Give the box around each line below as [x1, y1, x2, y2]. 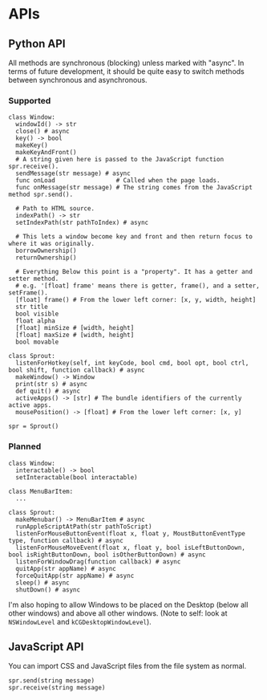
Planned [8, 441, 42, 452]
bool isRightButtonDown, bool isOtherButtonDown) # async [8, 551, 206, 559]
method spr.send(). [8, 190, 74, 199]
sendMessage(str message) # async [15, 169, 131, 177]
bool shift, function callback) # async [8, 366, 146, 374]
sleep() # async [15, 579, 70, 587]
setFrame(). [8, 289, 48, 297]
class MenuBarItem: [8, 487, 74, 495]
